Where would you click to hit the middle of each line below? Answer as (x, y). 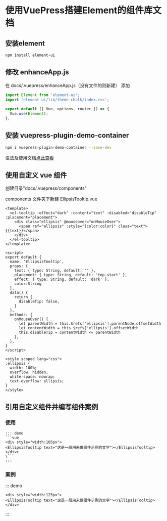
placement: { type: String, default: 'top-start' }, (71, 275)
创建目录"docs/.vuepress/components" (46, 188)
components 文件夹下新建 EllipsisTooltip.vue (51, 199)
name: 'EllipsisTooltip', (37, 262)
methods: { (21, 315)
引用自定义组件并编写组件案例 (52, 407)
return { (23, 297)
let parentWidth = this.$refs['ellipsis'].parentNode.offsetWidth (90, 324)
